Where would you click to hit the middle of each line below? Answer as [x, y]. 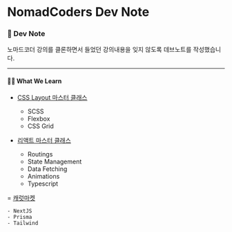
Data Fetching [47, 169]
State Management [55, 161]
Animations [43, 176]
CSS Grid [40, 126]
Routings [40, 154]
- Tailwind [23, 223]
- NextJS [20, 211]
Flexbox [39, 118]
